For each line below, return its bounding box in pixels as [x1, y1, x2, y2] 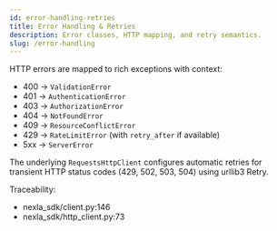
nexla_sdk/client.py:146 [22, 202, 111, 213]
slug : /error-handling [9, 38, 95, 48]
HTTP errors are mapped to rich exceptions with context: [9, 64, 223, 75]
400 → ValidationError [22, 81, 112, 92]
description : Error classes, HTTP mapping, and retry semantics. [9, 30, 262, 39]
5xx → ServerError [22, 139, 94, 150]
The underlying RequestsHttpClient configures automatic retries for [9, 156, 262, 168]
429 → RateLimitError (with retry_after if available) [22, 129, 221, 141]
